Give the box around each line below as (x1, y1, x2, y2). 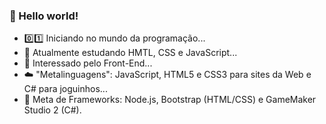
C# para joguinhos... (23, 83, 108, 95)
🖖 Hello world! (9, 9, 79, 23)
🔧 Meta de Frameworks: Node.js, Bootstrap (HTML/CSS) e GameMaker (23, 94, 317, 106)
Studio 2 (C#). (23, 104, 82, 116)
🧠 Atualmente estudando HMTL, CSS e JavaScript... (23, 47, 238, 59)
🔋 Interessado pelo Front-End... (23, 57, 153, 69)
